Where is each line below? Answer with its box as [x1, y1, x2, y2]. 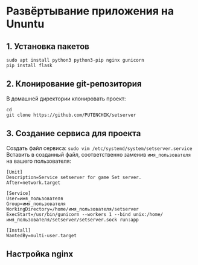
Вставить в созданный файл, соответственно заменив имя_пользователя [6, 151, 191, 158]
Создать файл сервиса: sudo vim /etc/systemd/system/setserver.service [6, 144, 193, 152]
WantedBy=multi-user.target [6, 232, 77, 238]
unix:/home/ [133, 211, 164, 217]
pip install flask [6, 62, 53, 68]
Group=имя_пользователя [6, 201, 66, 207]
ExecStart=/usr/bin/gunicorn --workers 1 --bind [6, 211, 131, 217]
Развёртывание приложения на [6, 4, 174, 18]
